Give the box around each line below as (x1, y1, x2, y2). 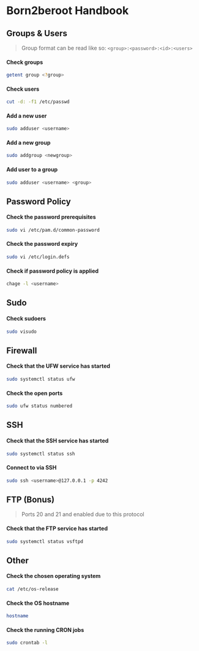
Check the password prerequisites (6, 213, 96, 221)
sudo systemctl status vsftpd (6, 538, 84, 544)
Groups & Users (6, 28, 67, 39)
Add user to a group (6, 166, 58, 173)
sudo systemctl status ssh (6, 451, 75, 457)
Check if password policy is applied (6, 267, 99, 275)
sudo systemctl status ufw (6, 376, 75, 383)
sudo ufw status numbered (6, 403, 72, 409)
